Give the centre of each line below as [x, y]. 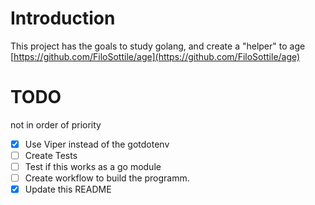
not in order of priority [56, 124]
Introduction [63, 18]
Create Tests [51, 155]
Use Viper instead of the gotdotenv [97, 144]
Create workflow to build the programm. [107, 178]
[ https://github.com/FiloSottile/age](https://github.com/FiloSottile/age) [155, 56]
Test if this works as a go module [93, 166]
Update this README [68, 189]
